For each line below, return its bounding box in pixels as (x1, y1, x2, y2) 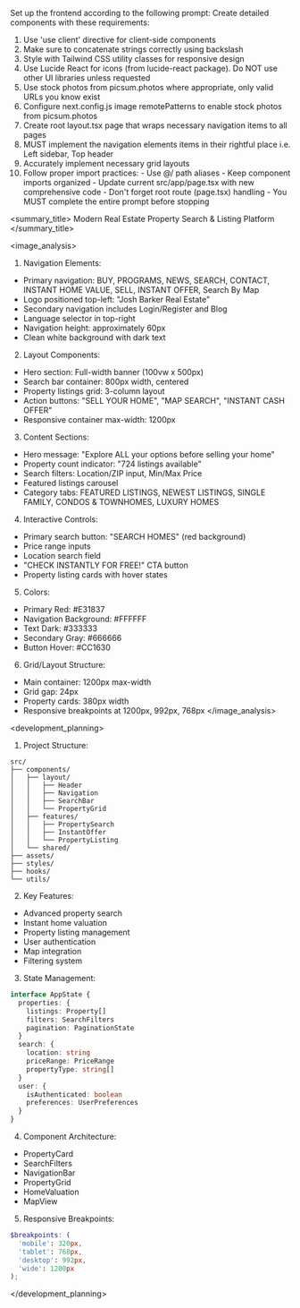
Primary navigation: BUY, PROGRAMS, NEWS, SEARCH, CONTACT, (22, 275, 271, 286)
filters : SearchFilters (26, 1015, 115, 1024)
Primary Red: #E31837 (22, 604, 105, 614)
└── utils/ (10, 875, 51, 884)
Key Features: (22, 891, 74, 901)
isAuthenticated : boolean (26, 1090, 123, 1099)
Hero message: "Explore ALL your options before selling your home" (22, 449, 275, 459)
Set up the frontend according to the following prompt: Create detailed (10, 8, 270, 18)
